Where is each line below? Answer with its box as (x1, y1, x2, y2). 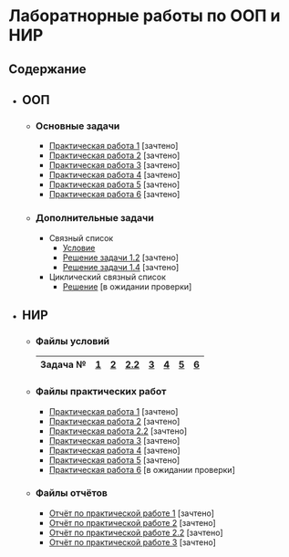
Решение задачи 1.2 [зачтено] (62, 252, 180, 263)
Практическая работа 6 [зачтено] (48, 189, 181, 200)
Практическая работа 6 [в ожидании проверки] (48, 464, 236, 475)
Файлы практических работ (35, 385, 167, 398)
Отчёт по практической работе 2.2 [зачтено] (48, 527, 223, 538)
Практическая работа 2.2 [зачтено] (48, 426, 188, 436)
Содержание (8, 61, 88, 77)
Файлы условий (35, 334, 110, 347)
